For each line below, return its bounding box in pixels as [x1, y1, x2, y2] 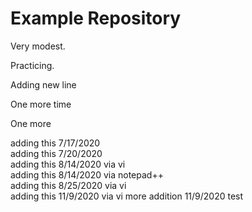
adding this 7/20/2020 [10, 147, 103, 159]
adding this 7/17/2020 [10, 137, 101, 149]
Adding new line [10, 78, 77, 91]
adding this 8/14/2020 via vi [10, 158, 126, 170]
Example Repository [10, 7, 182, 30]
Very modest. [10, 40, 66, 52]
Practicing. [10, 59, 55, 71]
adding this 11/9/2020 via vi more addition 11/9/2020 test [10, 190, 244, 202]
